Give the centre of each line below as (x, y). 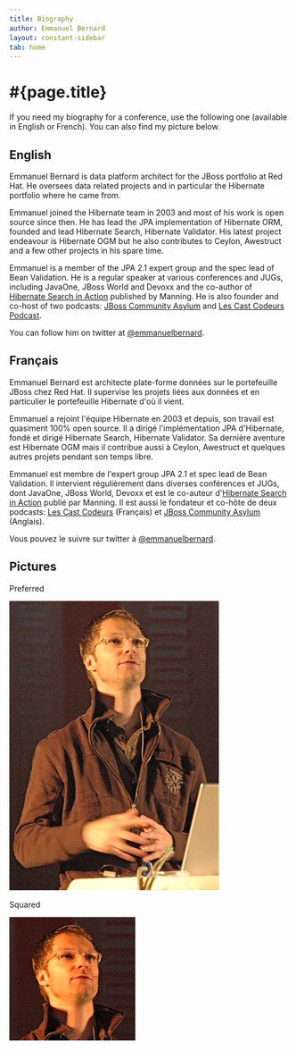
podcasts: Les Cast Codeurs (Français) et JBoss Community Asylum (135, 512)
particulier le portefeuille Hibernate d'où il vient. (97, 401)
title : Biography (41, 19)
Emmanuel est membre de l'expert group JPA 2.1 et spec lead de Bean (138, 474)
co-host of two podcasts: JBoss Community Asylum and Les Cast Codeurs (147, 306)
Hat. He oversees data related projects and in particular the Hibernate (137, 186)
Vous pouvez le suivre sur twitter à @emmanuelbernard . (112, 538)
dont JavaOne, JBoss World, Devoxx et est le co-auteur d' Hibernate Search (148, 492)
